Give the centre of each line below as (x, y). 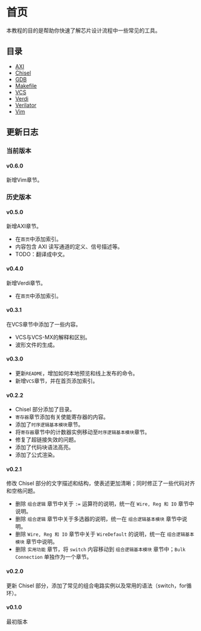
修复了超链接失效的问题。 (47, 440)
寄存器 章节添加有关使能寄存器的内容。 (62, 417)
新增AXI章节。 (24, 226)
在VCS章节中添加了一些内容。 (44, 324)
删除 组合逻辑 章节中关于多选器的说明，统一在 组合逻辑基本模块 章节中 (98, 519)
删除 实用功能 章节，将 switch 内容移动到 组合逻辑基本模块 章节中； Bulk (100, 549)
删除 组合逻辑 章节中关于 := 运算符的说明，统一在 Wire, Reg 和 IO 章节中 (104, 504)
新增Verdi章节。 (26, 283)
